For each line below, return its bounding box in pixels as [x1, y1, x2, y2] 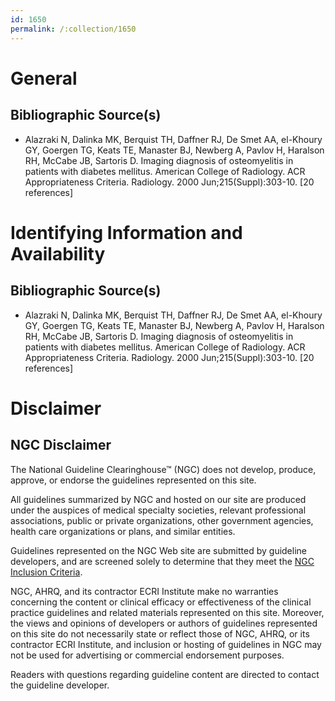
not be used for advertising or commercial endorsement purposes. [10, 649, 285, 661]
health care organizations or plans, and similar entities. [10, 525, 236, 537]
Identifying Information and [10, 221, 243, 244]
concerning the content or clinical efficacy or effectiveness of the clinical [10, 596, 312, 608]
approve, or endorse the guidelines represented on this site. [10, 474, 257, 486]
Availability [10, 242, 106, 265]
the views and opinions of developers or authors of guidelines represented [10, 617, 318, 629]
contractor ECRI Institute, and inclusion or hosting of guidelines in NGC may [10, 638, 322, 650]
